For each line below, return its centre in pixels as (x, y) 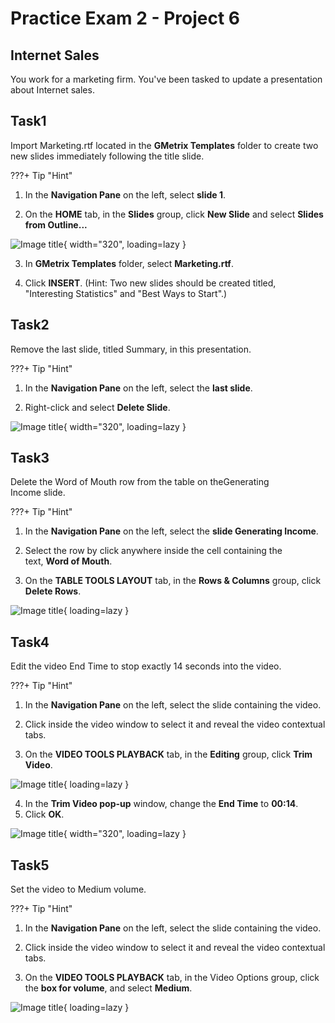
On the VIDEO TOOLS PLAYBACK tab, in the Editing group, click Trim (168, 754)
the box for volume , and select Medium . (108, 988)
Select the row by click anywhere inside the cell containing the (153, 551)
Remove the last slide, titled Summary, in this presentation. (131, 349)
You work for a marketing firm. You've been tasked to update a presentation (166, 79)
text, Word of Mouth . (68, 561)
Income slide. (38, 493)
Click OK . (44, 814)
